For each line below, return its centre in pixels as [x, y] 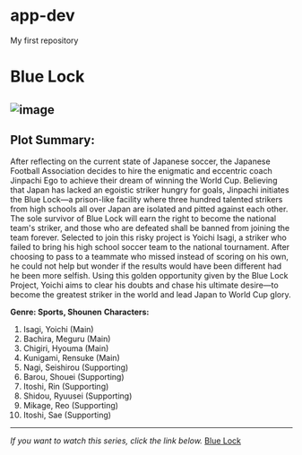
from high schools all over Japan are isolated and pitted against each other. [149, 209]
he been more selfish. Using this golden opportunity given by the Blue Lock [149, 276]
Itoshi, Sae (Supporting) [67, 415]
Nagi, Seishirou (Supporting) [76, 367]
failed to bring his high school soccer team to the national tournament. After [150, 247]
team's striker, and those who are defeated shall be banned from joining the [150, 228]
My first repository [44, 40]
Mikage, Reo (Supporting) [71, 406]
